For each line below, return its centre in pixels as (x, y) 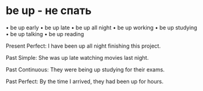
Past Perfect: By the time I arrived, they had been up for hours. (85, 81)
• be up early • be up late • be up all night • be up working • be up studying (102, 27)
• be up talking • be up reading (45, 34)
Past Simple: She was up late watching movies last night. (77, 57)
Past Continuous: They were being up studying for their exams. (85, 69)
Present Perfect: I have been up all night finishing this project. (83, 46)
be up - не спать (49, 11)
